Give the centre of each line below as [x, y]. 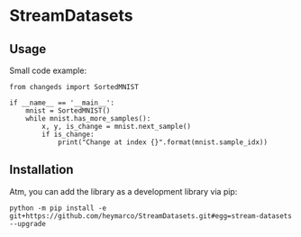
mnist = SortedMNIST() [68, 111]
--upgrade [28, 223]
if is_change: [68, 134]
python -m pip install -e [58, 208]
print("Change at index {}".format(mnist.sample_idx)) [163, 142]
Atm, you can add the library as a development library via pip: [123, 191]
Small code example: [48, 70]
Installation [41, 170]
